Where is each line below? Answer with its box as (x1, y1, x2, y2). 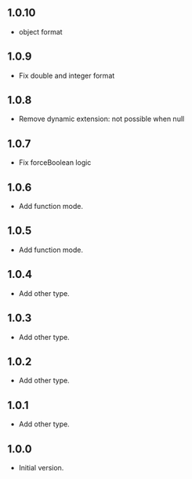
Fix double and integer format (18, 71, 115, 80)
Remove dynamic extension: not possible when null (18, 114, 185, 124)
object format (18, 27, 63, 36)
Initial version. (18, 463, 64, 472)
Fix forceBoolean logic (18, 158, 92, 167)
